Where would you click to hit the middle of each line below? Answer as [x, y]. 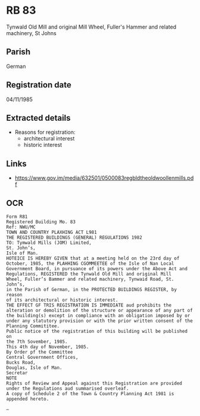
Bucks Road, [21, 362]
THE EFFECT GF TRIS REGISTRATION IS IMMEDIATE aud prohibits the [89, 305]
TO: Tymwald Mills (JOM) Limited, [49, 243]
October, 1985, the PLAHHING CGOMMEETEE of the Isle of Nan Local [90, 264]
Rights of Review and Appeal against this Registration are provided [94, 383]
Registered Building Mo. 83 [41, 222]
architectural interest [49, 139]
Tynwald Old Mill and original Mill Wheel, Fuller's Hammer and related [91, 27]
